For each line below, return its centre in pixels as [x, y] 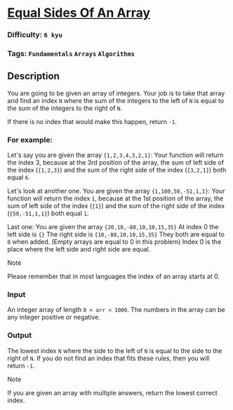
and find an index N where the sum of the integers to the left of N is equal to [116, 100]
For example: [30, 139]
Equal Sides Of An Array [79, 13]
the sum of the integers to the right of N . [65, 108]
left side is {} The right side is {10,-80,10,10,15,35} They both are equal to [116, 234]
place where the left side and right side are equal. [79, 250]
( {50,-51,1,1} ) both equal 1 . [48, 213]
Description [33, 76]
